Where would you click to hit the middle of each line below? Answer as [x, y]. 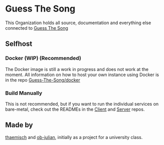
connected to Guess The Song [37, 28]
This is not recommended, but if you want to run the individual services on [82, 104]
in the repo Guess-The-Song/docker [43, 80]
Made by [19, 125]
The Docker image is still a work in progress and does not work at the [77, 69]
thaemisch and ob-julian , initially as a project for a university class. [74, 137]
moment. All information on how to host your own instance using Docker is [82, 75]
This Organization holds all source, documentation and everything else [78, 23]
